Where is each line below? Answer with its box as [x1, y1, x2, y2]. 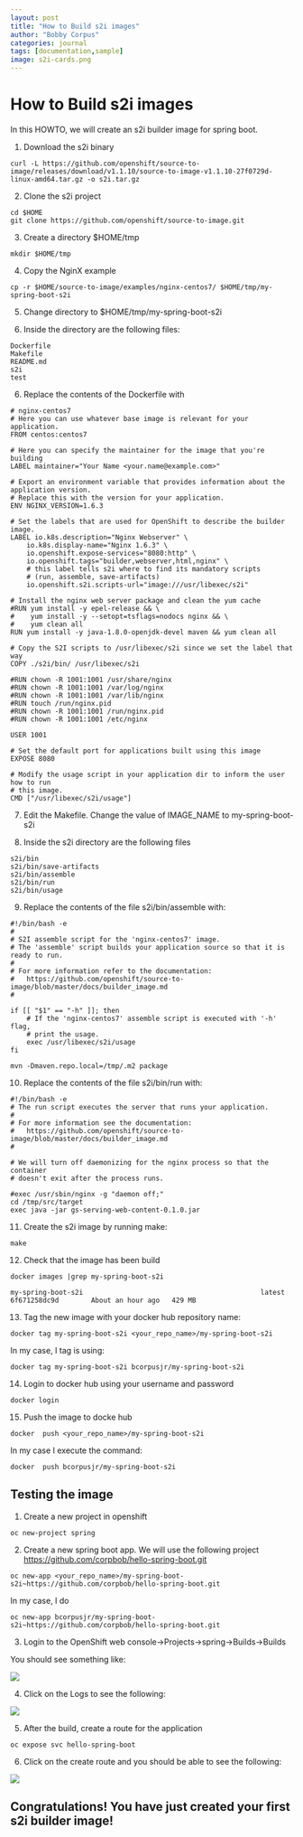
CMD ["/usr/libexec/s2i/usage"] [10, 793, 132, 802]
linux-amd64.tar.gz [10, 174, 84, 183]
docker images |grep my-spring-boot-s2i [10, 1271, 165, 1281]
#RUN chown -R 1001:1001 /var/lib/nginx [10, 690, 165, 700]
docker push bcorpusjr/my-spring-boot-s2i [10, 1462, 177, 1471]
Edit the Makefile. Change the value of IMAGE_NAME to [23, 810, 230, 820]
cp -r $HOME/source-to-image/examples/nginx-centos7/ [10, 282, 217, 292]
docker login [10, 1395, 60, 1405]
